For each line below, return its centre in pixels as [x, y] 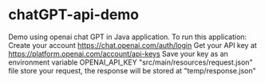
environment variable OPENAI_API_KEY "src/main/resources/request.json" [131, 62]
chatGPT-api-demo [74, 15]
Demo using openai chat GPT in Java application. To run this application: [128, 37]
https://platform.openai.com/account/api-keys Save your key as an [119, 53]
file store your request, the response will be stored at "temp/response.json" [132, 70]
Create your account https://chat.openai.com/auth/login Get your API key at [132, 45]
